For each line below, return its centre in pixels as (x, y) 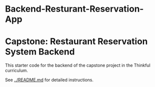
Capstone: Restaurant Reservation (76, 42)
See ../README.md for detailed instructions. (49, 80)
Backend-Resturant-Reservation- (74, 9)
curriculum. (17, 70)
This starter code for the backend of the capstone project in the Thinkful (78, 65)
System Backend (40, 52)
